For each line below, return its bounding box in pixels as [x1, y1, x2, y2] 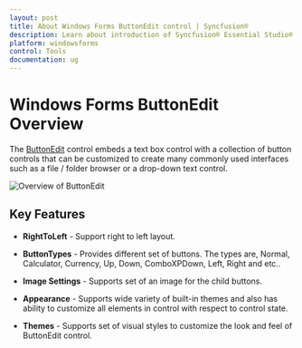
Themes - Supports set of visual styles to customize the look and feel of [22, 320, 293, 331]
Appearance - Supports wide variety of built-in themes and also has [22, 293, 278, 304]
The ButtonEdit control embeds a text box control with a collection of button [9, 143, 292, 154]
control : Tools [9, 47, 67, 56]
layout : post [9, 13, 59, 23]
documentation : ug [9, 55, 79, 64]
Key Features [9, 207, 86, 222]
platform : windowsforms [9, 38, 99, 48]
